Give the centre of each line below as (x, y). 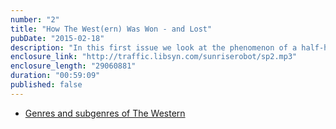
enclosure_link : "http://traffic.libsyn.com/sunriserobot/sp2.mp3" (154, 57)
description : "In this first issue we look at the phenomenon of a (154, 47)
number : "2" (35, 19)
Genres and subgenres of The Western (105, 113)
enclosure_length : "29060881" (73, 66)
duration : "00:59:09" (55, 76)
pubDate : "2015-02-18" (57, 38)
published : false (46, 85)
